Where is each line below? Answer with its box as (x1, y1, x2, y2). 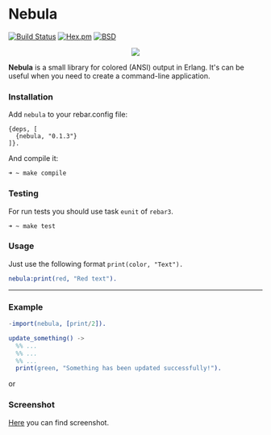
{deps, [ (8, 125, 38, 133)
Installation (8, 91, 54, 102)
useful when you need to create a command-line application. (8, 70, 211, 81)
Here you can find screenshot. (8, 417, 110, 427)
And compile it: (8, 154, 59, 163)
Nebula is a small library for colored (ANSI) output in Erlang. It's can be (8, 62, 244, 72)
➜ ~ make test (8, 222, 56, 230)
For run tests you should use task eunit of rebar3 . (8, 206, 173, 216)
